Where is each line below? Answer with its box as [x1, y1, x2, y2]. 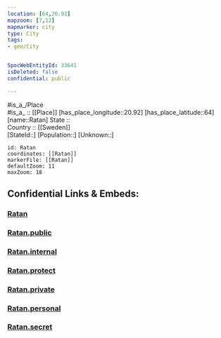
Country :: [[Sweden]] [7, 123, 70, 131]
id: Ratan [7, 144, 37, 151]
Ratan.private [7, 284, 55, 294]
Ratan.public [7, 227, 52, 237]
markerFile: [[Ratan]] [7, 156, 74, 163]
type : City [7, 30, 39, 37]
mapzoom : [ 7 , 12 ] [7, 17, 55, 24]
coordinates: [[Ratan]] [7, 150, 77, 157]
